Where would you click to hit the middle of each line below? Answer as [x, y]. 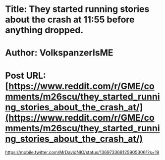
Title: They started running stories [77, 9]
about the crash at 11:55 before [70, 20]
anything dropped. [44, 30]
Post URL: [26, 76]
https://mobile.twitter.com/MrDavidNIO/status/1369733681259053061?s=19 [82, 153]
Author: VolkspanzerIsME [59, 53]
